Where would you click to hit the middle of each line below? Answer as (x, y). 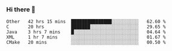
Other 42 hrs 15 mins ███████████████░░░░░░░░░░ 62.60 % (86, 22)
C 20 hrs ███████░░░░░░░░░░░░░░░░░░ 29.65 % (86, 27)
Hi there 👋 (21, 9)
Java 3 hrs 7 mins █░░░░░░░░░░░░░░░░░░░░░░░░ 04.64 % (86, 32)
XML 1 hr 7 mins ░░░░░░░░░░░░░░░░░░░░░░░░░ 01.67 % (86, 37)
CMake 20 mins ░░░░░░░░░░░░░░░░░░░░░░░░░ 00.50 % (86, 43)
